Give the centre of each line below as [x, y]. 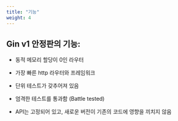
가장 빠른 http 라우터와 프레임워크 [55, 73]
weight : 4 [19, 18]
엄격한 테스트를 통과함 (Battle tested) [60, 99]
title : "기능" [23, 12]
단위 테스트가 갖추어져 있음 [47, 86]
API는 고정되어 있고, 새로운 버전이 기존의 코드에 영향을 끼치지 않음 [93, 112]
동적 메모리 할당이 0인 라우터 [49, 60]
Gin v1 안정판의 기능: [44, 44]
